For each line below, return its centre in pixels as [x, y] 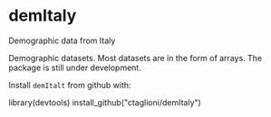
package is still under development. [75, 67]
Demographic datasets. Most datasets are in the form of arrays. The [135, 58]
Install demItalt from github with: [70, 85]
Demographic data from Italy [62, 40]
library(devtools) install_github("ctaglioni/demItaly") [105, 102]
